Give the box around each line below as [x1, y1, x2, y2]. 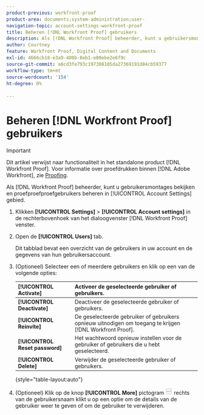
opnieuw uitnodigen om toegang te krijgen [75, 319, 180, 327]
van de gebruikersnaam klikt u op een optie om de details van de [15, 396, 177, 403]
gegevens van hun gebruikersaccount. [15, 251, 112, 259]
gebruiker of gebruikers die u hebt [75, 341, 160, 348]
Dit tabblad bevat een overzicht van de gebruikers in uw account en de [15, 245, 193, 252]
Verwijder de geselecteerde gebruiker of [75, 356, 176, 363]
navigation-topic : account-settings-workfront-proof [6, 23, 143, 29]
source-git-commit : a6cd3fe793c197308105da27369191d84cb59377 [6, 61, 167, 67]
